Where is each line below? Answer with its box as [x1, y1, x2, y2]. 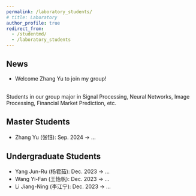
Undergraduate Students [6, 152, 101, 162]
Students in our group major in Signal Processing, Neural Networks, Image [6, 93, 190, 100]
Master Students [6, 117, 70, 127]
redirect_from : [6, 25, 44, 32]
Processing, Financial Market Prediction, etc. [6, 99, 117, 106]
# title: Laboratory [6, 14, 58, 20]
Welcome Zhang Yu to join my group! [14, 75, 107, 82]
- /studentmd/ [11, 31, 47, 37]
